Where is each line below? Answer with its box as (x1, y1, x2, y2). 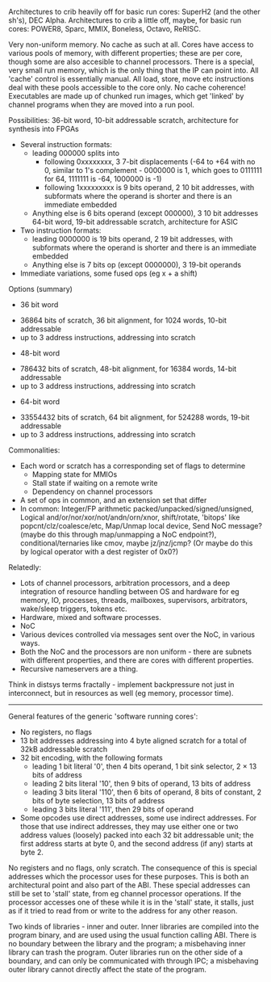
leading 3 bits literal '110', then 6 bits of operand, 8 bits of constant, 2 (31, 787, 262, 797)
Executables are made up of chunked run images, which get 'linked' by (8, 91, 244, 100)
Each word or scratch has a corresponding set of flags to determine (19, 461, 246, 470)
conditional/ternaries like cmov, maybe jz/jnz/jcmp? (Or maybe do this (19, 538, 253, 548)
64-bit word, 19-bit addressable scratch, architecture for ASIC (31, 217, 239, 226)
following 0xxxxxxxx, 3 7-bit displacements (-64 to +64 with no (44, 157, 256, 166)
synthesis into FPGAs (8, 124, 79, 133)
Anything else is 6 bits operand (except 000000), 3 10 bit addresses (31, 209, 259, 217)
